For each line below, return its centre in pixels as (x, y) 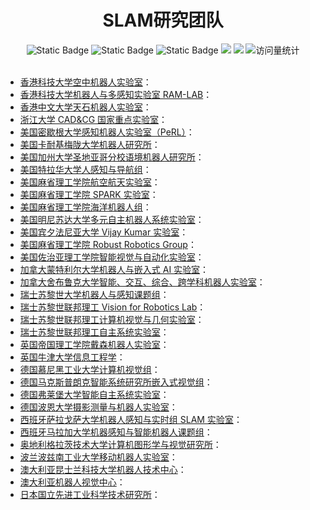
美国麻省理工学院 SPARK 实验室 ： (89, 194)
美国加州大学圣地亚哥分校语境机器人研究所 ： (112, 157)
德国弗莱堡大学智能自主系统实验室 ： (94, 394)
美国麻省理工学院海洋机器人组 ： (85, 207)
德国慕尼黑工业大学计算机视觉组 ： (90, 369)
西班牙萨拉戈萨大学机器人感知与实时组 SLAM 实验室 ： (131, 419)
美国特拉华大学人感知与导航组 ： (85, 169)
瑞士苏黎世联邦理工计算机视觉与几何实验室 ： (112, 319)
